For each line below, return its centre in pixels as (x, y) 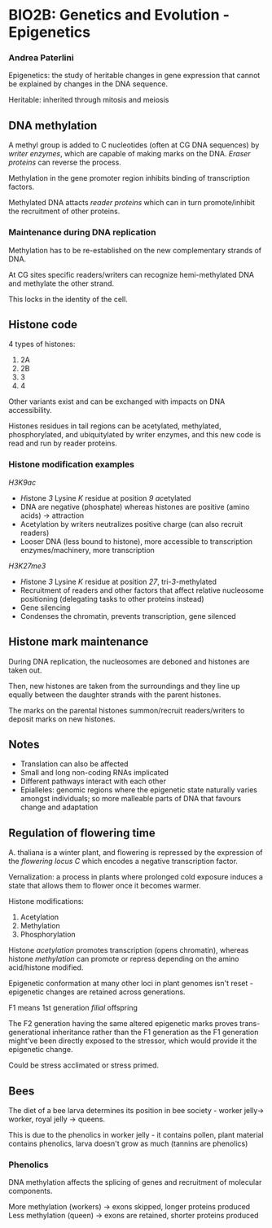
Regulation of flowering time (82, 833)
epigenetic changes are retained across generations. (97, 992)
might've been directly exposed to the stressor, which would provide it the (133, 1041)
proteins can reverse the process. (65, 162)
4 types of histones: (42, 344)
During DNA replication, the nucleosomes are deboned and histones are (129, 661)
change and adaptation (59, 807)
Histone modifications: (46, 901)
